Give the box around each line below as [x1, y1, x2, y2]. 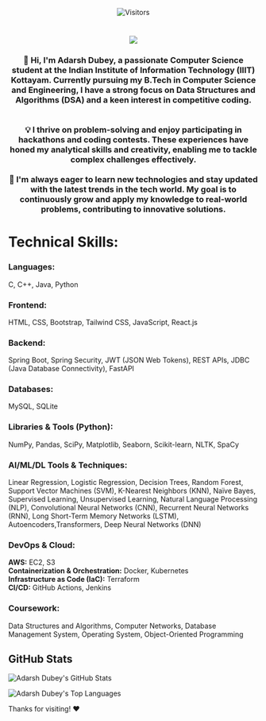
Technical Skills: [8, 233, 119, 251]
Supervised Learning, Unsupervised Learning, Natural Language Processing [8, 494, 258, 504]
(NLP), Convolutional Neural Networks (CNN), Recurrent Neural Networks [8, 503, 249, 513]
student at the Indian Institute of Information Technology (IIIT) [11, 64, 256, 76]
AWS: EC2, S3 [8, 557, 56, 568]
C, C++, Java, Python [8, 279, 79, 289]
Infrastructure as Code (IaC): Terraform [8, 575, 141, 584]
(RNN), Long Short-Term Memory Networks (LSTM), [8, 511, 179, 521]
